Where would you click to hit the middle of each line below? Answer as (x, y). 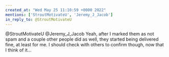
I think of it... (18, 50)
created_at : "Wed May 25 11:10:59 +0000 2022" (56, 10)
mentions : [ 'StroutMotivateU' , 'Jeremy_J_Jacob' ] (59, 15)
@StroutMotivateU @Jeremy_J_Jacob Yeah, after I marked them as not (80, 34)
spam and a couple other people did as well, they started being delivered (82, 39)
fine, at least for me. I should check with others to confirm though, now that (85, 45)
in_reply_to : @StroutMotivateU (39, 19)
